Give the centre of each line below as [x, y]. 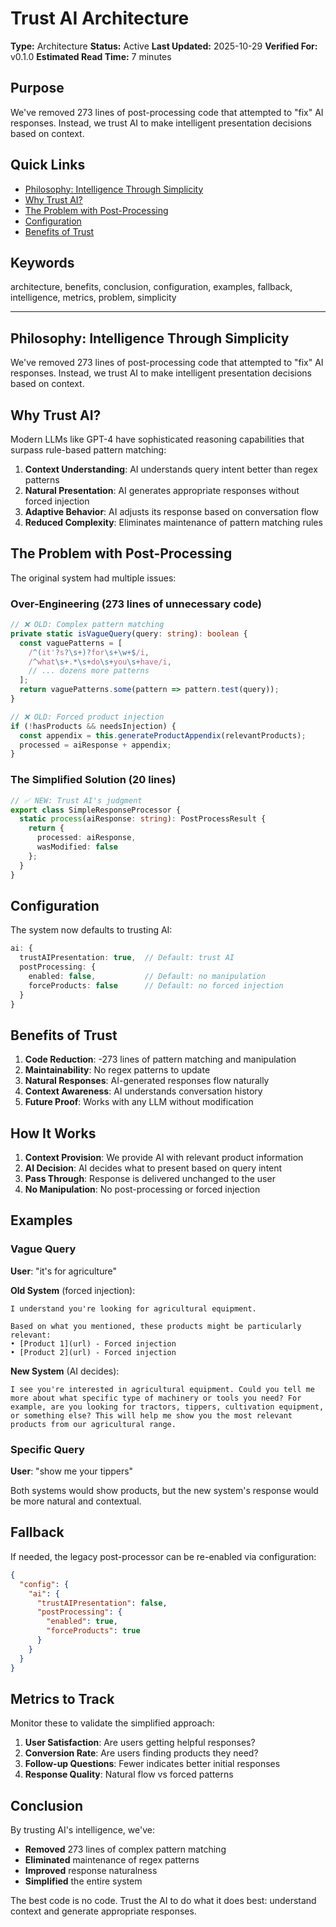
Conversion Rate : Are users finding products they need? [141, 1753]
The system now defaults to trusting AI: [91, 930]
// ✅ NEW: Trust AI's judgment [76, 800]
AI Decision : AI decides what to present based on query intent [153, 1168]
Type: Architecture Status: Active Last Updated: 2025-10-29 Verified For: [164, 46]
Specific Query [47, 1449]
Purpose [37, 88]
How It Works [53, 1133]
